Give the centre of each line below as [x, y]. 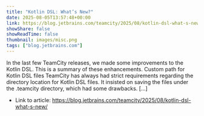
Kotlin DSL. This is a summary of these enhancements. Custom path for [96, 69]
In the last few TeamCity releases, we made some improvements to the [95, 63]
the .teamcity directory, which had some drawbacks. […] [77, 88]
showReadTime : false [32, 34]
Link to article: [33, 100]
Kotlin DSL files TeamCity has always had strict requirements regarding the [100, 76]
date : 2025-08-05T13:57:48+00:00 [49, 18]
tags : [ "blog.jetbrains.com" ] [45, 46]
